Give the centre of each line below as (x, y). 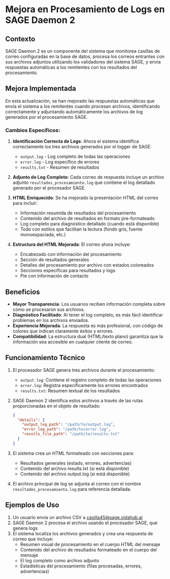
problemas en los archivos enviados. (51, 320)
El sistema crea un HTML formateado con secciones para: (73, 453)
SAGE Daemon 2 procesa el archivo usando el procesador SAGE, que (85, 523)
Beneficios (23, 292)
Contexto (20, 39)
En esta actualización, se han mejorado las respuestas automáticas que (80, 101)
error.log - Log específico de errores (60, 162)
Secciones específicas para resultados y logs (68, 271)
